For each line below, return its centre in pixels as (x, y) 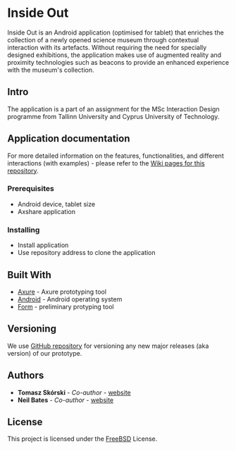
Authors (26, 376)
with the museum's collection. (51, 70)
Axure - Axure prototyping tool (62, 292)
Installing (24, 230)
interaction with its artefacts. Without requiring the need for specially (107, 47)
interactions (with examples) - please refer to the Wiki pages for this (106, 163)
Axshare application (46, 211)
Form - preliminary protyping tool (66, 306)
